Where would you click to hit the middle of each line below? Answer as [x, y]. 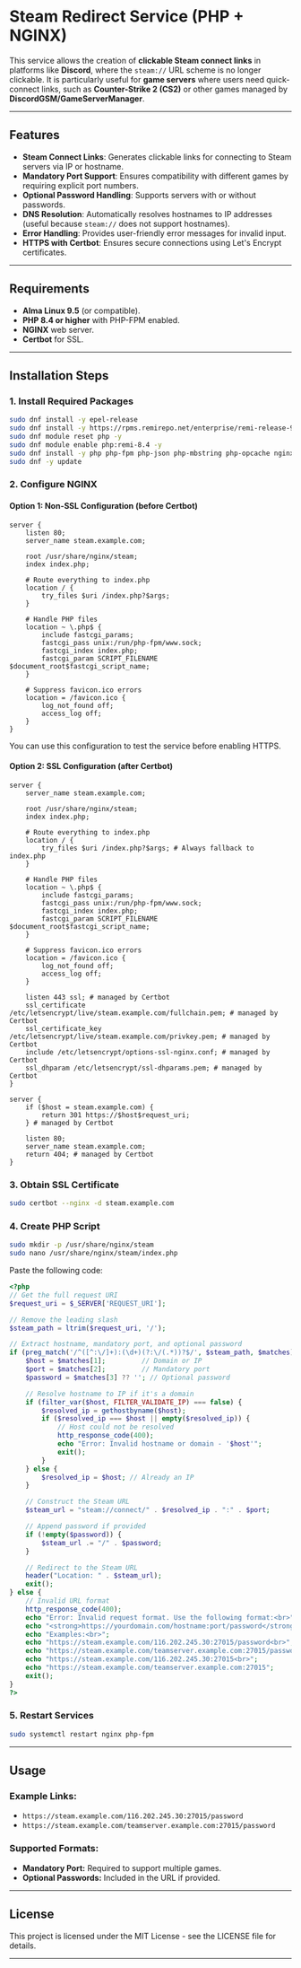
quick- [278, 79]
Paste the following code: [56, 1271]
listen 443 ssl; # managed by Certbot [98, 997]
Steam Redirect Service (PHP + [127, 17]
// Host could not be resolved [116, 1427]
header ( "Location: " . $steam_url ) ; [94, 1576]
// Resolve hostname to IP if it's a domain [110, 1394]
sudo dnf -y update [46, 461]
